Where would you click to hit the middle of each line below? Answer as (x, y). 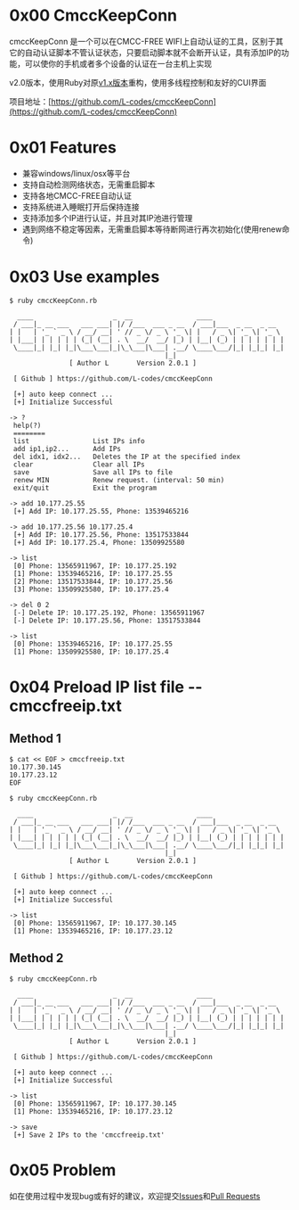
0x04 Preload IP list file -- (106, 687)
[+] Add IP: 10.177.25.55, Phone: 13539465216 (101, 511)
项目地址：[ (30, 101)
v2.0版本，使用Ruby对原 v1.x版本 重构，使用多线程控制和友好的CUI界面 (138, 82)
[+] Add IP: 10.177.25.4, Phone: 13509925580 (99, 542)
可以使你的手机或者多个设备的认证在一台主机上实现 (118, 63)
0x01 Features (63, 148)
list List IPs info (79, 441)
